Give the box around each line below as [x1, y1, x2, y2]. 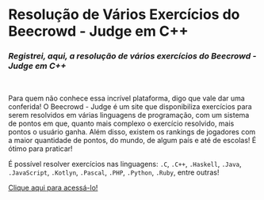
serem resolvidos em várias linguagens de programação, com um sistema [8, 111, 250, 120]
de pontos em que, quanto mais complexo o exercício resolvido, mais [8, 119, 235, 128]
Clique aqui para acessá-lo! [8, 183, 98, 193]
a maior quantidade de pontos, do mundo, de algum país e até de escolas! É [8, 136, 257, 145]
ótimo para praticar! [8, 144, 73, 153]
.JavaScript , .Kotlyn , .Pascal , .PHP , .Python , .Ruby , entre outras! [8, 168, 220, 177]
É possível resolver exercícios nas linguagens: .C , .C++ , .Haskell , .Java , [8, 160, 242, 169]
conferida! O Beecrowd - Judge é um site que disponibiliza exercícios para [8, 102, 252, 111]
